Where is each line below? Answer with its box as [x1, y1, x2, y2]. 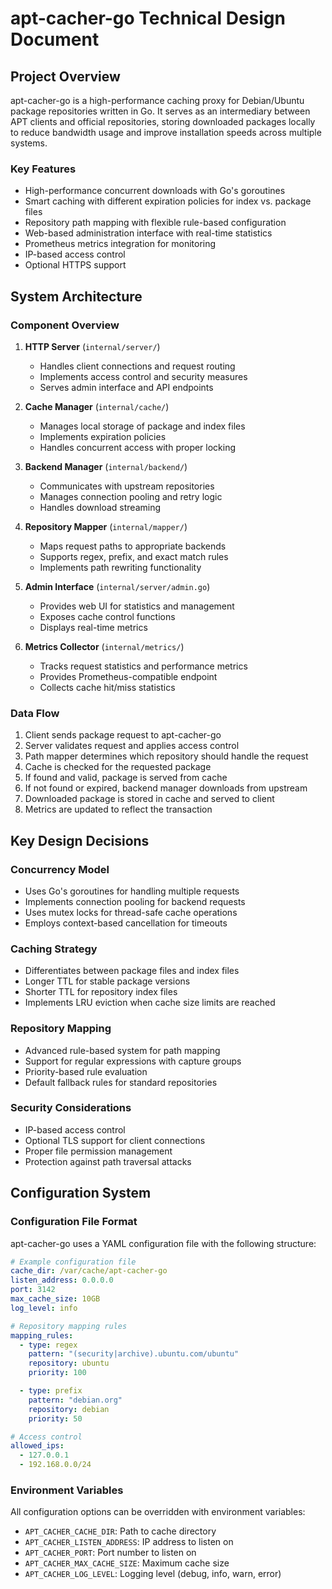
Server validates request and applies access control [24, 740, 240, 752]
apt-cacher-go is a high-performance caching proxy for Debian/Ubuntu [10, 95, 305, 106]
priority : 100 [28, 1368, 87, 1378]
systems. [10, 137, 48, 149]
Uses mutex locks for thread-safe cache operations [24, 906, 238, 918]
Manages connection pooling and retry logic [39, 490, 223, 502]
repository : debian [28, 1404, 110, 1414]
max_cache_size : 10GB [10, 1294, 101, 1304]
